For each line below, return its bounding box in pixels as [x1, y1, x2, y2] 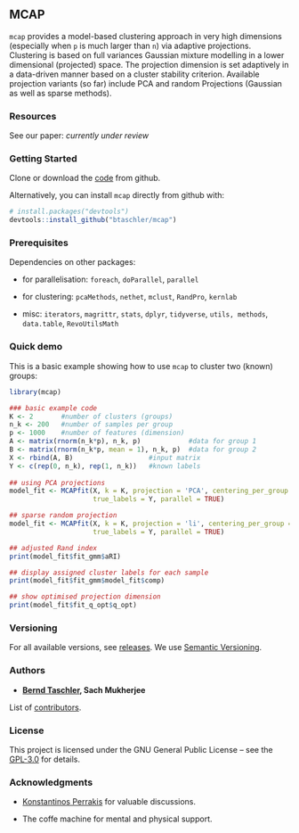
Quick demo [9, 341, 63, 353]
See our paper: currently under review [9, 130, 149, 141]
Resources [9, 110, 57, 122]
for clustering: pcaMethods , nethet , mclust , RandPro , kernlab [21, 292, 238, 302]
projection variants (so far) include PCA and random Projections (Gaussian [9, 78, 283, 88]
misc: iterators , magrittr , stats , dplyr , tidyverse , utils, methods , [21, 309, 269, 319]
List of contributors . [9, 702, 82, 713]
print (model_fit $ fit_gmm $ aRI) [9, 552, 122, 561]
